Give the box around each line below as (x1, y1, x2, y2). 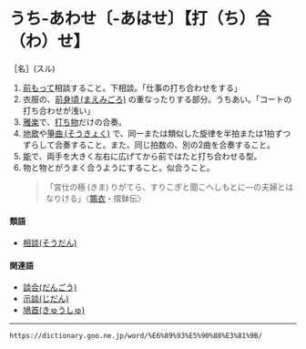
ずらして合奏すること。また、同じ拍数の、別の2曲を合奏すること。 (22, 139, 275, 150)
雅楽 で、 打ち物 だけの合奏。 (22, 116, 127, 128)
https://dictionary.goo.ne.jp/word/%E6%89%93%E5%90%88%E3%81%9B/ (9, 332, 262, 341)
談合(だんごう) (22, 282, 77, 293)
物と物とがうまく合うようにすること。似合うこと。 (22, 161, 215, 173)
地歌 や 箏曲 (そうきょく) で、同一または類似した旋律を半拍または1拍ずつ (22, 128, 291, 139)
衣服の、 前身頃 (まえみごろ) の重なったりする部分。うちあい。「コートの (22, 93, 292, 105)
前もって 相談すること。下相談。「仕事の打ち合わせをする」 (22, 82, 243, 93)
